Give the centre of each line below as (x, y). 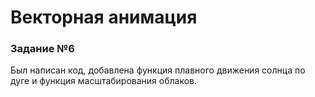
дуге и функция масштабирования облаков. (104, 81)
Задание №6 (42, 49)
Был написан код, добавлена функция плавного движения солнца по (158, 70)
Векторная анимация (104, 17)
